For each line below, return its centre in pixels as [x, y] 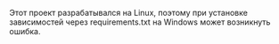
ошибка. [25, 31]
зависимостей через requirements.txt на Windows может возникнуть [140, 22]
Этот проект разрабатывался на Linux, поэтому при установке [128, 13]
